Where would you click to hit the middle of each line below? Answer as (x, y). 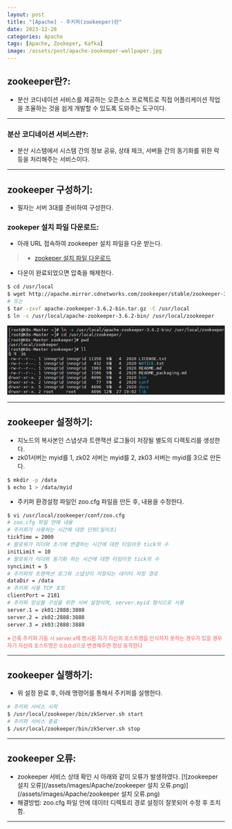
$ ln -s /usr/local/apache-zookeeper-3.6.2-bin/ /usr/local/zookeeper (111, 316)
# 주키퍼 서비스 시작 (32, 707)
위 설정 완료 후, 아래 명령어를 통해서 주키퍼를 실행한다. (90, 693)
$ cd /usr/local (30, 287)
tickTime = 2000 (30, 537)
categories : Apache (35, 37)
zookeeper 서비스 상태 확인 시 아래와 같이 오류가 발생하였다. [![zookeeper (118, 776)
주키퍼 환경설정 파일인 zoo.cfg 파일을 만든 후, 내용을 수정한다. (100, 502)
